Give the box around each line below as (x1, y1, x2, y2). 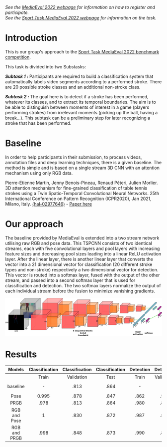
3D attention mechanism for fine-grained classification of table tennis (5, 185, 148, 191)
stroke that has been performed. (5, 120, 72, 126)
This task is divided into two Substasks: (5, 63, 86, 69)
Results (5, 349, 37, 360)
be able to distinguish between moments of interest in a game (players (5, 104, 150, 110)
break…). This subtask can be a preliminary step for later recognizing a (5, 115, 151, 121)
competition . (5, 54, 31, 60)
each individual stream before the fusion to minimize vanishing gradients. (5, 288, 156, 294)
